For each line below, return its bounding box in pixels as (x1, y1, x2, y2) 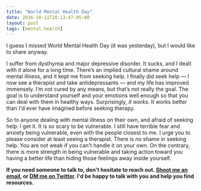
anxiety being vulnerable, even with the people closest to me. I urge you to (6, 129, 191, 136)
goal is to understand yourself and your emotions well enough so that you (6, 92, 188, 99)
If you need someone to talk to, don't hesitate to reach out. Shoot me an (6, 166, 188, 174)
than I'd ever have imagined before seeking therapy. (6, 105, 135, 112)
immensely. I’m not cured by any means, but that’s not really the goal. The (6, 85, 189, 93)
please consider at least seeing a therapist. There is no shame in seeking (6, 136, 187, 143)
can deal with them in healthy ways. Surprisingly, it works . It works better (6, 99, 187, 106)
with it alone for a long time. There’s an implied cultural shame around (6, 67, 179, 74)
